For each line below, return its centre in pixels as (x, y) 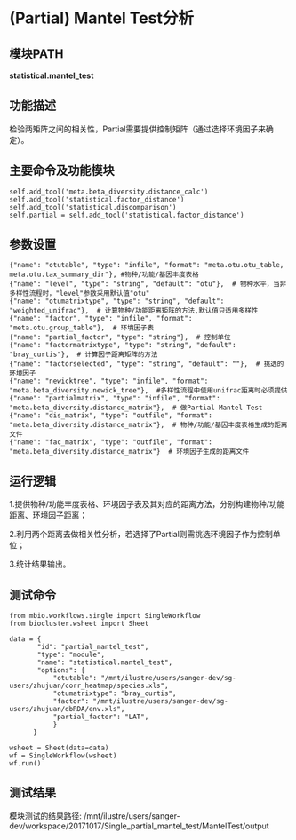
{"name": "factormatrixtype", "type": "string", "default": (123, 345)
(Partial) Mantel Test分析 (101, 18)
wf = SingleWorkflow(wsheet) (63, 756)
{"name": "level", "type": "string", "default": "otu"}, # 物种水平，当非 (148, 284)
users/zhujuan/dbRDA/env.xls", (67, 709)
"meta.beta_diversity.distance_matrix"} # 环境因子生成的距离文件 (129, 452)
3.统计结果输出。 (40, 564)
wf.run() (25, 764)
